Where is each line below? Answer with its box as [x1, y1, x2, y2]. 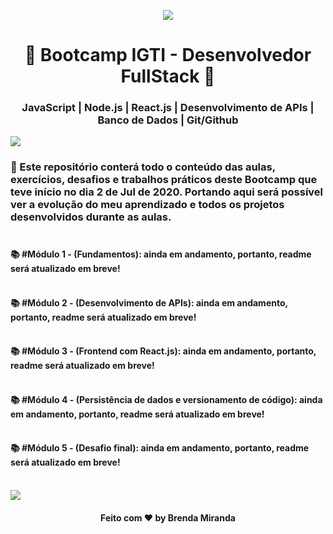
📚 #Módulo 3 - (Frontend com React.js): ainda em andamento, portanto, [10, 345, 317, 357]
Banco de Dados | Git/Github [97, 113, 239, 127]
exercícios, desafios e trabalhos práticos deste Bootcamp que [10, 173, 318, 187]
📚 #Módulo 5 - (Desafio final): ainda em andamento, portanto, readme [10, 442, 310, 454]
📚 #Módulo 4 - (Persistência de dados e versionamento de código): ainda [10, 393, 323, 405]
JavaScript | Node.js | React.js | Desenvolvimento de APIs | [21, 101, 315, 115]
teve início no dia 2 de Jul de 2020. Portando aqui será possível [10, 185, 324, 199]
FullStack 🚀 [120, 65, 216, 88]
